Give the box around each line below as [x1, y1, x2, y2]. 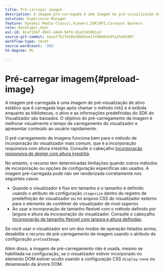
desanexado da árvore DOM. [5, 261, 63, 267]
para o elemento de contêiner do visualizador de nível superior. [12, 201, 140, 207]
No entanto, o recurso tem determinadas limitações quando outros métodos [5, 160, 158, 166]
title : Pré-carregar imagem [5, 7, 62, 12]
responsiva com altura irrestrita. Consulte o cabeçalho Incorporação [5, 146, 143, 151]
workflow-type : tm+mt [5, 39, 49, 44]
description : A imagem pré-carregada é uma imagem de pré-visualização [5, 12, 154, 17]
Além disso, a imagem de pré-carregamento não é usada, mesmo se [5, 246, 143, 251]
